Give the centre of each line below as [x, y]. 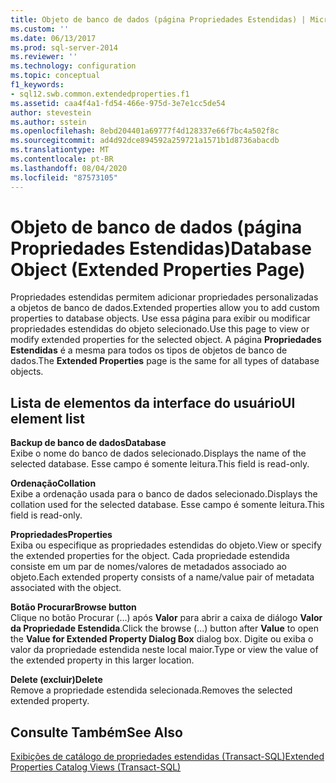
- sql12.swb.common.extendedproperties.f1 [100, 94]
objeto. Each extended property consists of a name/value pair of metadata [162, 577]
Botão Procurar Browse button [73, 607]
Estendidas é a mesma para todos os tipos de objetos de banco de [149, 350]
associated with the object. [66, 588]
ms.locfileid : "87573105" [64, 177]
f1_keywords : [37, 85]
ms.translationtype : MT [60, 150]
